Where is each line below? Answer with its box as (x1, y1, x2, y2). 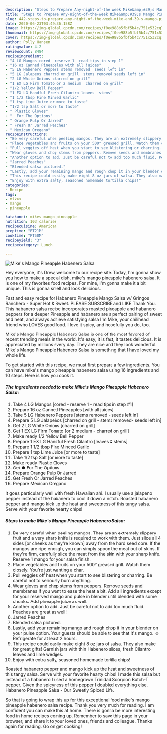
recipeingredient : (5, 53, 44, 59)
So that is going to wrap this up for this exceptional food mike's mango (5, 697, 150, 703)
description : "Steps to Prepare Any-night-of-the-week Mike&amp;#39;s (5, 7, 155, 12)
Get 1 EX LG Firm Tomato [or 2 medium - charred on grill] (12, 428, 129, 434)
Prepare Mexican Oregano (12, 481, 67, 487)
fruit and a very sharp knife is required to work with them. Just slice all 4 (12, 535, 161, 541)
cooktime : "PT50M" (5, 233, 44, 238)
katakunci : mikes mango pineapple (5, 214, 77, 220)
